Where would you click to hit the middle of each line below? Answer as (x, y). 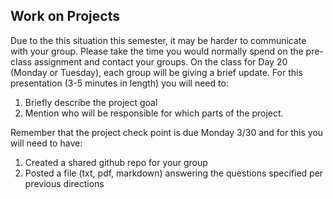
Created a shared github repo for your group (116, 162)
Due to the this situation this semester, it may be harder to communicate (158, 40)
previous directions (64, 183)
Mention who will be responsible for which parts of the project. (154, 113)
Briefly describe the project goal (91, 102)
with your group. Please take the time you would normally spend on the (157, 51)
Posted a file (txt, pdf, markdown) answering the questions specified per (174, 173)
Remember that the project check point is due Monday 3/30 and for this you (167, 132)
